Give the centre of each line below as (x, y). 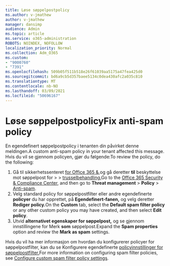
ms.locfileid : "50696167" (33, 96)
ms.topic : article (25, 34)
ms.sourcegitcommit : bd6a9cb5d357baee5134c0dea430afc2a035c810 (74, 77)
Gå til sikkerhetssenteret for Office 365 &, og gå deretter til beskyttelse (87, 172)
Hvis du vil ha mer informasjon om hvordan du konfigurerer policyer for (80, 242)
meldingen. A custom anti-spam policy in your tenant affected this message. (85, 151)
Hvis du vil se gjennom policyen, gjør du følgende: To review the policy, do (83, 157)
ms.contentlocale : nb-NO (32, 86)
